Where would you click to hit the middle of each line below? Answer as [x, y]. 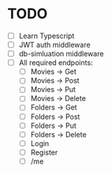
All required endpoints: [56, 63]
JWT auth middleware [55, 45]
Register [44, 152]
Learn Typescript [47, 36]
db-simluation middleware [61, 54]
